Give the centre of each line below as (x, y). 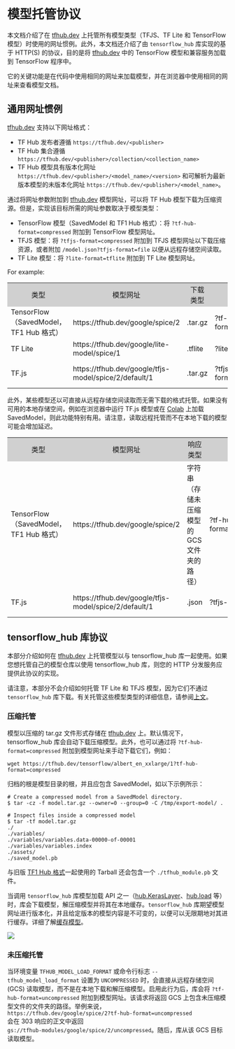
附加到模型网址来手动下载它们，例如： (117, 750)
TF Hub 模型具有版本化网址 (57, 167)
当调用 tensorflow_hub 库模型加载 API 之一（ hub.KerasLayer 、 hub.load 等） (116, 895)
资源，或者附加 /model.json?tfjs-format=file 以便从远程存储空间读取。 (121, 249)
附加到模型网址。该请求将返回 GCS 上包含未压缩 (150, 998)
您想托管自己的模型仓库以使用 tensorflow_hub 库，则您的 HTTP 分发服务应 (115, 664)
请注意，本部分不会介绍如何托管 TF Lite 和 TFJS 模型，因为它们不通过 (108, 688)
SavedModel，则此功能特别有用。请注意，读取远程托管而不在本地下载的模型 (117, 418)
